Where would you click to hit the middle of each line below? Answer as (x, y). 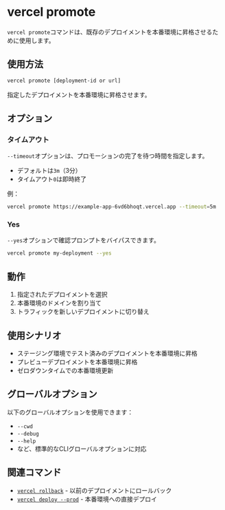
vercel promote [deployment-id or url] (64, 81)
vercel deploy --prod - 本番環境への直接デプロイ (87, 499)
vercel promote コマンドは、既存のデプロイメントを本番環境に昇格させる (110, 32)
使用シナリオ (34, 336)
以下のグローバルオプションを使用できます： (70, 412)
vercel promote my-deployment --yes (59, 253)
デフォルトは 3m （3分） (49, 171)
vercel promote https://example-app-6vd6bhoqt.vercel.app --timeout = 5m (111, 207)
